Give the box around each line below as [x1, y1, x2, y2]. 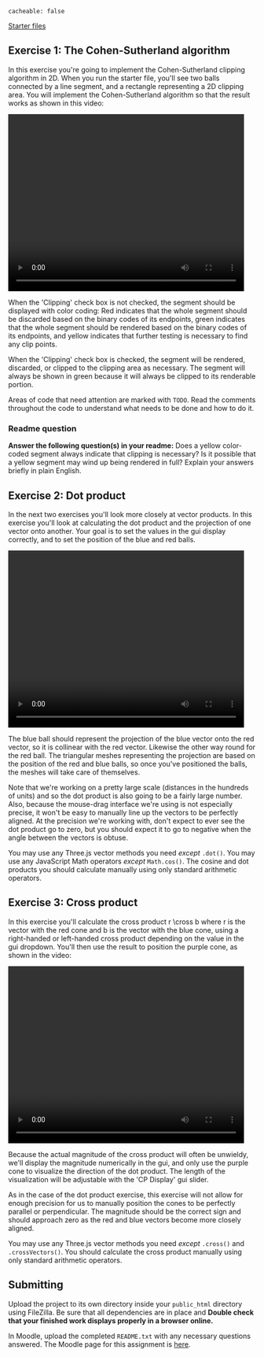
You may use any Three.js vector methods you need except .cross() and [8, 1238, 245, 1248]
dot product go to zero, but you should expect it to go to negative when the [8, 824, 251, 834]
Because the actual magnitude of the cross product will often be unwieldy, [8, 1149, 249, 1159]
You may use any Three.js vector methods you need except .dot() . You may [8, 848, 255, 857]
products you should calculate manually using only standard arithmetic [8, 864, 237, 874]
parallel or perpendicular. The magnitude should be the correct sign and [8, 1207, 241, 1216]
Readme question [8, 423, 77, 434]
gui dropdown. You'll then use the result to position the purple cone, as [8, 941, 238, 952]
